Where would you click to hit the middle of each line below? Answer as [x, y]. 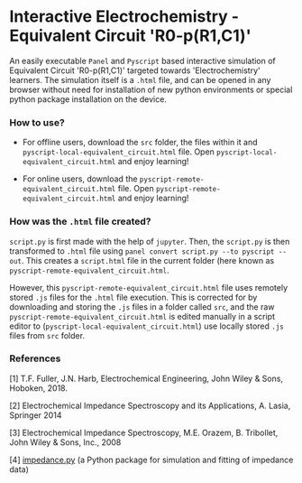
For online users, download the [80, 179]
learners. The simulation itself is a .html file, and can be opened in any [140, 79]
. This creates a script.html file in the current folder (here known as [148, 260]
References [35, 358]
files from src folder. [47, 335]
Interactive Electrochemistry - [124, 17]
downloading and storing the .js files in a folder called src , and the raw [142, 307]
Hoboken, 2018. [38, 388]
